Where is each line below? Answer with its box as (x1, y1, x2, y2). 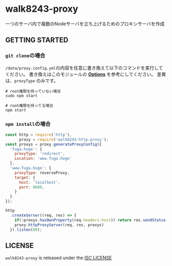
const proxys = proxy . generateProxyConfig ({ (5, 142, 102, 147)
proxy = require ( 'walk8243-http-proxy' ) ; (18, 137, 109, 142)
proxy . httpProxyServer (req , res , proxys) (14, 222, 104, 228)
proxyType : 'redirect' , (14, 151, 66, 157)
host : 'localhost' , (18, 180, 60, 185)
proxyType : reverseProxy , (14, 170, 70, 175)
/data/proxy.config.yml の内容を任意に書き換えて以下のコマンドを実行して (5, 64, 163, 71)
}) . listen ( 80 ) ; (10, 227, 42, 232)
